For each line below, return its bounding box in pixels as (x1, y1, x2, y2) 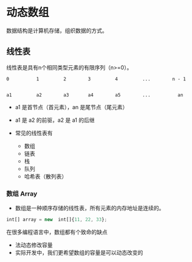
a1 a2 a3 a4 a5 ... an (6, 92, 183, 98)
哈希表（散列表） (24, 172, 67, 180)
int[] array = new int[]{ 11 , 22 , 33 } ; (6, 217, 108, 223)
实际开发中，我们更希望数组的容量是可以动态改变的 (15, 249, 143, 256)
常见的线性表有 (15, 129, 53, 136)
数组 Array (6, 189, 38, 198)
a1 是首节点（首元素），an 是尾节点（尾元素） (15, 103, 128, 110)
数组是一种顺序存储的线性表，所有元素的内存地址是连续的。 (15, 205, 165, 212)
